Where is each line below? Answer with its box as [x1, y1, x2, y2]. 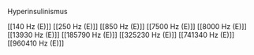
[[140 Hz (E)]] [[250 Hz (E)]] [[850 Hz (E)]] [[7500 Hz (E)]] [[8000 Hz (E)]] [7, 22, 248, 31]
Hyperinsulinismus [7, 7, 68, 16]
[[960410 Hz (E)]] [7, 38, 65, 48]
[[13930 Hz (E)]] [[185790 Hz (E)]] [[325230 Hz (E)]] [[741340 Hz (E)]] [7, 31, 235, 39]
